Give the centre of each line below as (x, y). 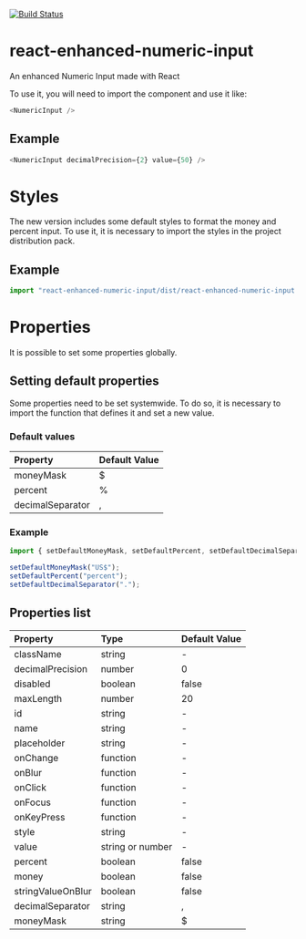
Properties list (50, 613)
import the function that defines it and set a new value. (112, 413)
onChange (36, 758)
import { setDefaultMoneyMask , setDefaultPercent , (107, 552)
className (38, 654)
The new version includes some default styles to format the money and (143, 222)
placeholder (40, 743)
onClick (31, 787)
